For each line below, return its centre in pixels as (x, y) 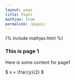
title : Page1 (19, 15)
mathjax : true (20, 19)
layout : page (19, 10)
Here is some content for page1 (38, 62)
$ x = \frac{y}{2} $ (25, 72)
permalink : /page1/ (26, 24)
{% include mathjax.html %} (34, 38)
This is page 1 (22, 51)
